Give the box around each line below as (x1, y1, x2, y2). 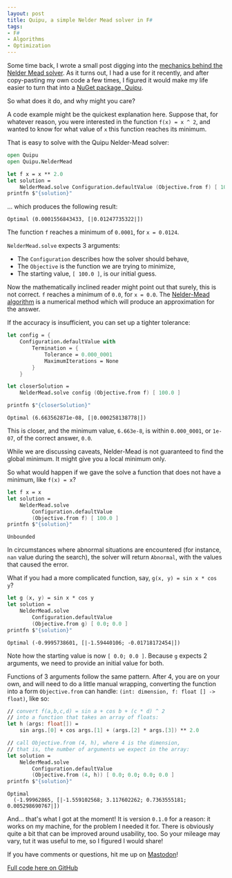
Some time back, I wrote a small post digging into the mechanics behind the (7, 62, 223, 69)
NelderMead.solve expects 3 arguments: (7, 242, 121, 250)
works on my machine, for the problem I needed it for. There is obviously (7, 822, 214, 831)
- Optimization (7, 42, 51, 49)
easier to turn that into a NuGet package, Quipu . (7, 84, 144, 91)
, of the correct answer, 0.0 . (13, 434, 93, 442)
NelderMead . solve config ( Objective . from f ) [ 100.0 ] (19, 389, 181, 397)
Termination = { (32, 345, 79, 352)
